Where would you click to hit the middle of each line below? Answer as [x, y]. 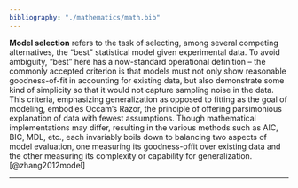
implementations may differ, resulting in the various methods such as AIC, [144, 127]
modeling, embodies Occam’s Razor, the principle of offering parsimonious [145, 108]
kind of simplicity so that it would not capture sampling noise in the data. [141, 90]
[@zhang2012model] [47, 165]
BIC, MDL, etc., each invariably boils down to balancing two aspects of [138, 137]
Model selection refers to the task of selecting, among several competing [144, 43]
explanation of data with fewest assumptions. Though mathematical [133, 118]
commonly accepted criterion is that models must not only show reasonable [148, 71]
